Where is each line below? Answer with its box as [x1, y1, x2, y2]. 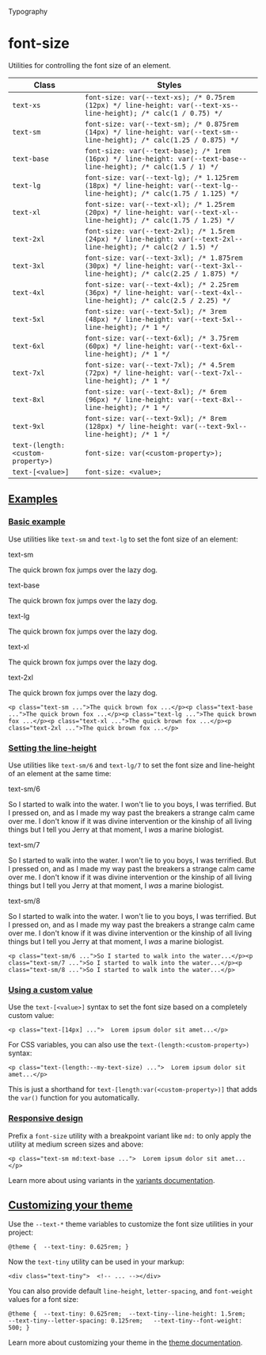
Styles [157, 79, 182, 90]
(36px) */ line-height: [84, 288, 174, 297]
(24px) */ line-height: [84, 234, 174, 243]
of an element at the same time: [8, 768, 112, 778]
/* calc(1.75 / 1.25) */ [141, 216, 235, 224]
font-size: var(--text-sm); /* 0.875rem [84, 119, 239, 128]
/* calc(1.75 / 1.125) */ [141, 189, 239, 197]
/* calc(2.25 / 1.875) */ [141, 269, 239, 278]
